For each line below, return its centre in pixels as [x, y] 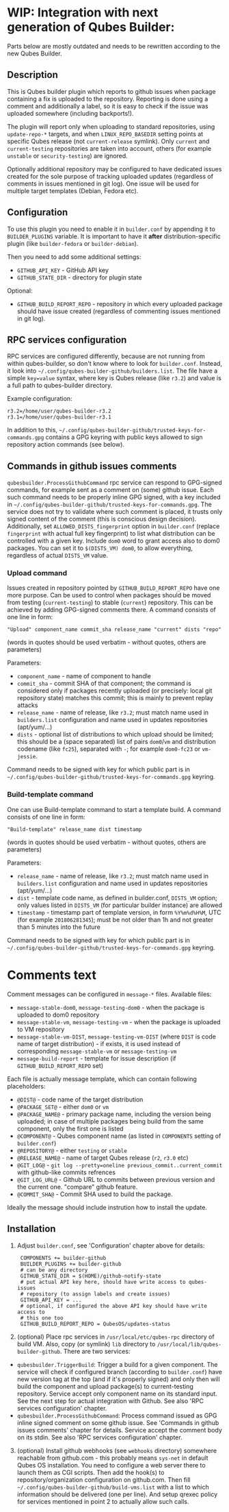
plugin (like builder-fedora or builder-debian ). [73, 243]
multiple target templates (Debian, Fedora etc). [73, 190]
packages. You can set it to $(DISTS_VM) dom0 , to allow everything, [100, 548]
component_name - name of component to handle [84, 676]
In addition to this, [32, 430]
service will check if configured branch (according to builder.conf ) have [119, 1372]
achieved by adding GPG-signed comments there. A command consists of [112, 610]
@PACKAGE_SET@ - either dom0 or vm [63, 1106]
